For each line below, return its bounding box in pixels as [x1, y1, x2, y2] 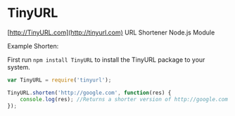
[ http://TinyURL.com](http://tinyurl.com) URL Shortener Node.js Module [7, 28, 215, 37]
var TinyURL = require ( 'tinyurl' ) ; [7, 76, 112, 84]
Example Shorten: [7, 41, 59, 50]
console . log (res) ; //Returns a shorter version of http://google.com [20, 96, 229, 103]
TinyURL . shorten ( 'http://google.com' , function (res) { [7, 89, 172, 96]
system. [7, 63, 30, 71]
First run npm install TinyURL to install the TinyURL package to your [7, 55, 205, 64]
